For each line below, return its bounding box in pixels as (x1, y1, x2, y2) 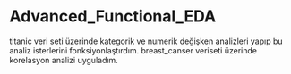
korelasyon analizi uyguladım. (9, 54, 118, 65)
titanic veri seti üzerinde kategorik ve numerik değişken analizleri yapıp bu (9, 36, 283, 46)
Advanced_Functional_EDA (9, 6, 217, 27)
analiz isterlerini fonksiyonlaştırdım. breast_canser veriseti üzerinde (9, 45, 258, 55)
